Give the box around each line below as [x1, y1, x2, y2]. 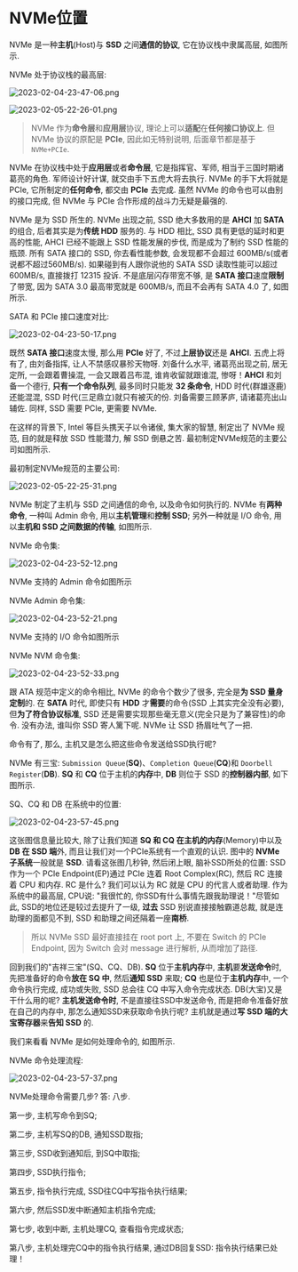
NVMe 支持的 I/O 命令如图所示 [9, 631, 120, 641]
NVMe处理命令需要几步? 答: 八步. [9, 1091, 131, 1101]
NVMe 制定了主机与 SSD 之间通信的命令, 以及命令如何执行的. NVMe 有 [9, 499, 267, 510]
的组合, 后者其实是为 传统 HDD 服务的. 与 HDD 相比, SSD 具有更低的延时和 [9, 225, 278, 236]
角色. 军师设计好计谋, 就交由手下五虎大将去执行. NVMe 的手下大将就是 [32, 173, 288, 183]
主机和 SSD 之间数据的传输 [17, 521, 115, 532]
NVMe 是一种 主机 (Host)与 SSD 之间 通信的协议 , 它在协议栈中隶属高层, [9, 39, 263, 50]
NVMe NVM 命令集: [9, 650, 81, 661]
